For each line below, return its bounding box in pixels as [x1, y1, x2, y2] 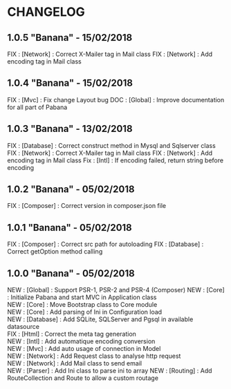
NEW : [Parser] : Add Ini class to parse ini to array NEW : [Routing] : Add [7, 367, 212, 375]
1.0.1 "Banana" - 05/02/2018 [7, 222, 133, 234]
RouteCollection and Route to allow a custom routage [7, 374, 159, 382]
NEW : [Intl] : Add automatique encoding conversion [7, 337, 156, 345]
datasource [7, 323, 40, 331]
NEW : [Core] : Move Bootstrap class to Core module [7, 301, 158, 309]
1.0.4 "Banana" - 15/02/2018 [7, 77, 133, 89]
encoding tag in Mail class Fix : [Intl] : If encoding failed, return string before [7, 156, 223, 164]
